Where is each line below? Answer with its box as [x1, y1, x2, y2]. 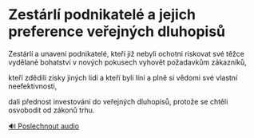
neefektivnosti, [8, 81, 58, 91]
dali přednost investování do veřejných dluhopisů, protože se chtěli [8, 97, 228, 106]
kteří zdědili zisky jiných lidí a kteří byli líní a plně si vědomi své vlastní [8, 73, 238, 82]
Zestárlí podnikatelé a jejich [8, 6, 196, 24]
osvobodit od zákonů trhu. [8, 105, 95, 115]
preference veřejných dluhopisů [8, 22, 226, 41]
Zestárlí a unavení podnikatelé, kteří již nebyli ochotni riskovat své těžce [8, 49, 245, 58]
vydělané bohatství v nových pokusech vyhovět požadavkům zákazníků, [8, 57, 248, 67]
